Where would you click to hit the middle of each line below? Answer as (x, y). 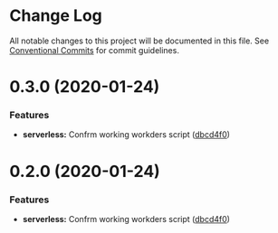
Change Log (56, 16)
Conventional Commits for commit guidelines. (94, 50)
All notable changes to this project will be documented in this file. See (139, 41)
